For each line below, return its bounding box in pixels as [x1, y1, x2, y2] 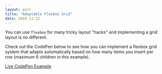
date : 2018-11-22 [5, 16, 40, 21]
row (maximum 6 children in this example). [5, 54, 90, 60]
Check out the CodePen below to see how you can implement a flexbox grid [5, 44, 157, 50]
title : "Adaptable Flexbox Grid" [5, 12, 73, 16]
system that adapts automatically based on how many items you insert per [5, 49, 154, 55]
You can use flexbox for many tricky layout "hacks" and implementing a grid [5, 30, 158, 35]
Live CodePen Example [5, 63, 51, 69]
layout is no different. [5, 34, 48, 40]
